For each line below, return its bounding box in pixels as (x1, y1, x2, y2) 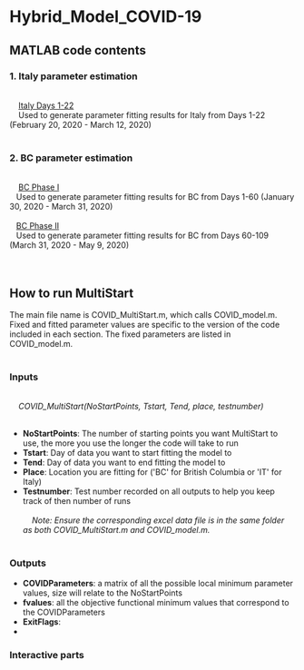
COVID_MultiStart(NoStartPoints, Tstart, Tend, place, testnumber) (17, 401, 264, 412)
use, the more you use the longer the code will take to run (22, 438, 239, 448)
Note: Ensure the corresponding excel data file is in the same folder (31, 515, 285, 526)
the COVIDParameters (22, 606, 106, 617)
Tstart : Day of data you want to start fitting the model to (22, 448, 232, 458)
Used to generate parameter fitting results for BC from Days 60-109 (15, 230, 270, 241)
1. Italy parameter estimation (9, 70, 138, 83)
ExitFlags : (22, 616, 62, 627)
